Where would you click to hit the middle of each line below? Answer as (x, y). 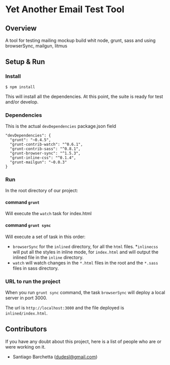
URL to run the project (33, 281)
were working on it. (25, 347)
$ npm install (20, 87)
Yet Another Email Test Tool (65, 9)
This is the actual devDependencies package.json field (61, 126)
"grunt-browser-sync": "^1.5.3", (45, 153)
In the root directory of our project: (42, 191)
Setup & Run (25, 62)
